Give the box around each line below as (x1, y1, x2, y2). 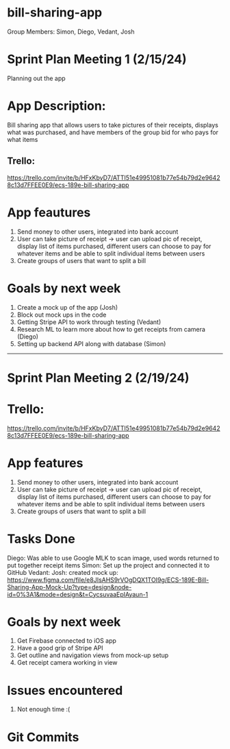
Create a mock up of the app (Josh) (16, 303, 118, 311)
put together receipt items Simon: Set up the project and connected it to (7, 561, 210, 569)
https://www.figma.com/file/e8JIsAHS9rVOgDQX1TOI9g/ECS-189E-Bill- (7, 576, 209, 584)
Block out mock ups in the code (16, 310, 107, 319)
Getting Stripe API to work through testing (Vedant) (16, 317, 162, 326)
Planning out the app (7, 74, 66, 82)
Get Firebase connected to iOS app (16, 637, 116, 645)
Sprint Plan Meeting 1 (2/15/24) (7, 51, 187, 67)
